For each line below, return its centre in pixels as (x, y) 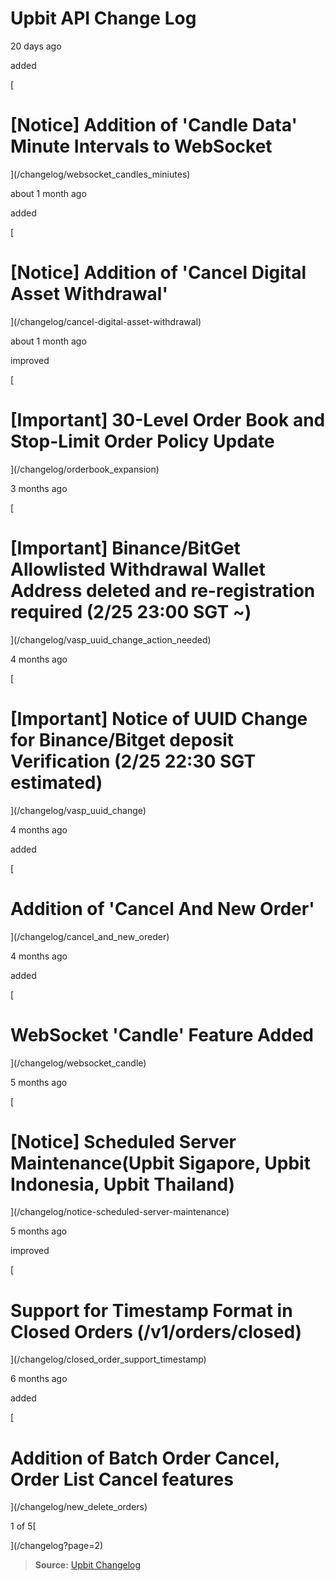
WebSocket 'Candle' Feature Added (162, 1034)
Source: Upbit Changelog (88, 1565)
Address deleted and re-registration (163, 590)
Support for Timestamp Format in (151, 1310)
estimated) (56, 782)
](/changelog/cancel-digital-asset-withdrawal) (106, 321)
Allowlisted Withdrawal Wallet (138, 569)
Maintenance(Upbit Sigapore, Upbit (160, 1163)
